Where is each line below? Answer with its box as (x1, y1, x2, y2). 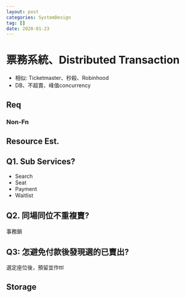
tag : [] (6, 20, 26, 26)
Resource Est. (6, 136, 59, 146)
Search (14, 172, 33, 180)
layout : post (6, 8, 39, 15)
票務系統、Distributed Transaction (6, 53, 180, 67)
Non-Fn (6, 118, 29, 126)
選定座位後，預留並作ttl (6, 264, 64, 271)
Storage (6, 282, 37, 292)
